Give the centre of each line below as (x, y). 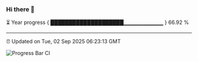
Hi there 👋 (21, 9)
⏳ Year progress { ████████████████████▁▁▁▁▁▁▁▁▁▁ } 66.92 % (98, 22)
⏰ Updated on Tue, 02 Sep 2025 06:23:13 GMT (63, 42)
